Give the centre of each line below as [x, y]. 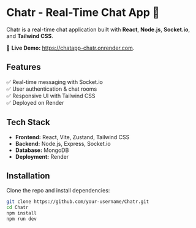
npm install [21, 213]
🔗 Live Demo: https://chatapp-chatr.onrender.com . [70, 48]
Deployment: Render [42, 156]
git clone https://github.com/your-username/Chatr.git [78, 202]
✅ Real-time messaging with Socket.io [55, 82]
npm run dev [21, 219]
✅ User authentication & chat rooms [52, 89]
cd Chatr [17, 208]
